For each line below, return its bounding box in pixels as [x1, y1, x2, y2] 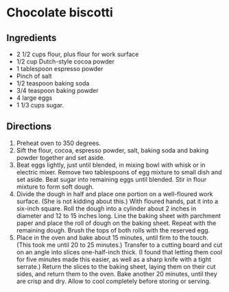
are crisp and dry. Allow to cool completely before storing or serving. [16, 277, 211, 285]
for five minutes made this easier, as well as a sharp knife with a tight [16, 255, 212, 263]
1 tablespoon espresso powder [16, 65, 104, 72]
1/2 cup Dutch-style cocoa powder [16, 57, 114, 66]
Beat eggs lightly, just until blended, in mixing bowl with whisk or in [16, 161, 206, 169]
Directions [6, 121, 52, 133]
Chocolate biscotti [6, 5, 114, 21]
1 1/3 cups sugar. [16, 101, 64, 109]
